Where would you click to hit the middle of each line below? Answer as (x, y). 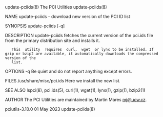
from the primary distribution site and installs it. (52, 40)
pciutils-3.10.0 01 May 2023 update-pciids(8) (50, 109)
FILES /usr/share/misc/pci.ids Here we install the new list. (63, 81)
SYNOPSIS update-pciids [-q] (35, 26)
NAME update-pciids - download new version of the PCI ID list (68, 16)
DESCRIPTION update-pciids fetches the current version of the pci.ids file (79, 35)
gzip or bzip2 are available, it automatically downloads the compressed (82, 54)
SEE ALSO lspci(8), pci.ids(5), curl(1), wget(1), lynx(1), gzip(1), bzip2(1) (75, 90)
